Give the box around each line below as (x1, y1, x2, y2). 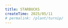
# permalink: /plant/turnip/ (5, 16, 64, 20)
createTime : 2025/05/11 (5, 11, 53, 16)
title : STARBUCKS (5, 7, 40, 12)
